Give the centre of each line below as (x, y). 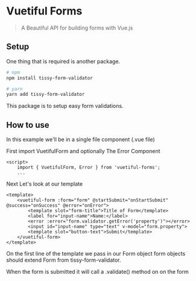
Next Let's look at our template (45, 184)
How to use (28, 125)
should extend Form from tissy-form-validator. (64, 260)
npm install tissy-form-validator (50, 78)
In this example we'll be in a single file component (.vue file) (81, 139)
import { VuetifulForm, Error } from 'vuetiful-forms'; (89, 168)
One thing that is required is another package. (63, 61)
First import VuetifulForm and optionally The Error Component (84, 151)
